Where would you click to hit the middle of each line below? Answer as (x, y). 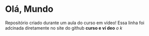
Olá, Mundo (29, 9)
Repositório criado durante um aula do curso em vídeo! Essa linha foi (75, 23)
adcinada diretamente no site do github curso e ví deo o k (64, 28)
